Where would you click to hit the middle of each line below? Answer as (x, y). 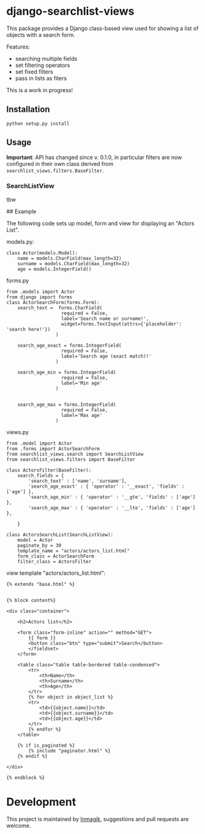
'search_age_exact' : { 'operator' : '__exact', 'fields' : (106, 486)
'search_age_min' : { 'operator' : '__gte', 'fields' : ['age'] (112, 497)
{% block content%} (31, 600)
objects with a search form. (41, 34)
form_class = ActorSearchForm (56, 556)
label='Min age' (82, 383)
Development (41, 802)
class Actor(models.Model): (42, 253)
